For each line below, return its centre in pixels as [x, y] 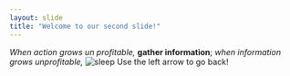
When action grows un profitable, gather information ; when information [145, 52]
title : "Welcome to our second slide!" [85, 26]
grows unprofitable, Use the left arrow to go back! [119, 62]
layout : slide [36, 18]
